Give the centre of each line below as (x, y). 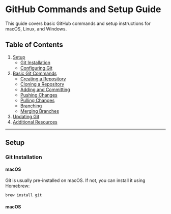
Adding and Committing (45, 89)
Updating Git (26, 116)
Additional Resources (35, 122)
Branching (31, 106)
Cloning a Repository (42, 84)
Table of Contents (34, 45)
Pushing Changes (39, 95)
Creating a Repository (43, 79)
